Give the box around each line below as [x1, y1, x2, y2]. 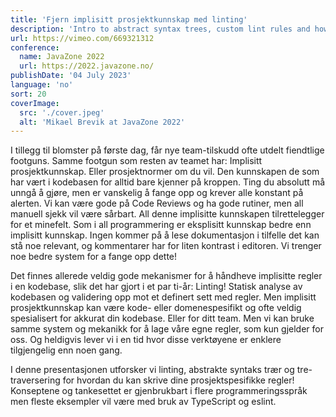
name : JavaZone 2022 [19, 52, 105, 62]
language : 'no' [10, 80, 74, 90]
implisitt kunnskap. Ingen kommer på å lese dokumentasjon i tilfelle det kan [10, 229, 320, 241]
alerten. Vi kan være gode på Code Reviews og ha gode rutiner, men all [10, 197, 304, 210]
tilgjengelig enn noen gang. [10, 344, 123, 356]
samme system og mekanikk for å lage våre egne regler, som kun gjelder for [10, 323, 324, 335]
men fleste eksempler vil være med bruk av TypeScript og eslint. [10, 396, 277, 408]
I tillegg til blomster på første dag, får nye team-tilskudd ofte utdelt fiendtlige [10, 144, 325, 156]
